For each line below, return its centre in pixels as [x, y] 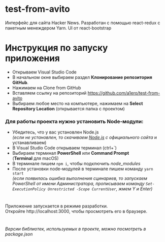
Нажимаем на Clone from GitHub [47, 88]
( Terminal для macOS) [35, 158]
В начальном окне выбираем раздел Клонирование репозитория [82, 77]
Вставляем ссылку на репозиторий [49, 93]
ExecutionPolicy [29, 189]
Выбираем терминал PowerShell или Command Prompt [71, 153]
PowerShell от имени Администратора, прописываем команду [78, 184]
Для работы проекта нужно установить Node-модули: [74, 121]
